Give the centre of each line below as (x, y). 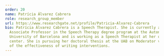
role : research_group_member (35, 19)
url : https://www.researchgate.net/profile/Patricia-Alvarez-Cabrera (77, 23)
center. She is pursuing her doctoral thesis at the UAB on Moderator (83, 41)
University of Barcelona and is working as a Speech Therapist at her (83, 37)
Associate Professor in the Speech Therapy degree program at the (78, 32)
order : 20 (15, 9)
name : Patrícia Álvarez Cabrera (38, 14)
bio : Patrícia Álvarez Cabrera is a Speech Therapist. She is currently (81, 28)
